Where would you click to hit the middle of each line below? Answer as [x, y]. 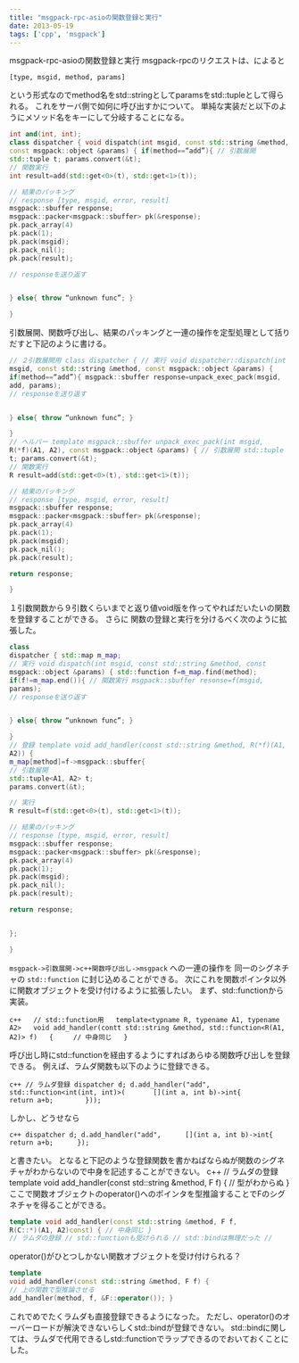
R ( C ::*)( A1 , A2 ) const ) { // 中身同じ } [81, 1230]
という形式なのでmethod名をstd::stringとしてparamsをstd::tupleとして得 [143, 95]
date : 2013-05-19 [42, 26]
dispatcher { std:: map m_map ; [66, 656]
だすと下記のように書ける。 [60, 343]
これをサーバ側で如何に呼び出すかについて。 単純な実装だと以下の [157, 106]
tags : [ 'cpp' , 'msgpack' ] [57, 34]
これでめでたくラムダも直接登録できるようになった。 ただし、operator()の [146, 1316]
